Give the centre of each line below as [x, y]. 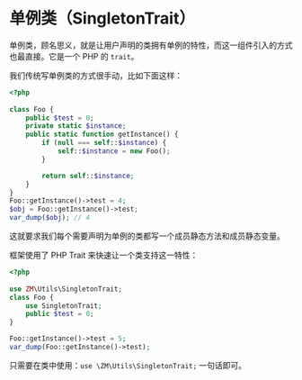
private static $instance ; [76, 126]
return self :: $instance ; [88, 176]
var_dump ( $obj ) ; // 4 [50, 218]
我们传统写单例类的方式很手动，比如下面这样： [96, 75]
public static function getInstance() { [102, 135]
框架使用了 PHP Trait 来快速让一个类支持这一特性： [104, 255]
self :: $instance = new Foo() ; [114, 151]
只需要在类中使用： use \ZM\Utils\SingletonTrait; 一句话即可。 [128, 365]
